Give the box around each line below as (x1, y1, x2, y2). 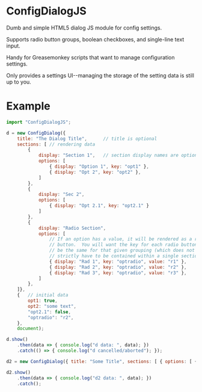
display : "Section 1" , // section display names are (38, 152, 179, 159)
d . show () (6, 337, 28, 343)
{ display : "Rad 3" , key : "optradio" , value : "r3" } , (49, 269, 187, 276)
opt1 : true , (28, 298, 58, 304)
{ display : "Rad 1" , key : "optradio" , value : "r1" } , (49, 259, 187, 265)
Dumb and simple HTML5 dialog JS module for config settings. (6, 24, 162, 31)
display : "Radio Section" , (38, 225, 106, 231)
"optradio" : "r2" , (28, 314, 74, 320)
